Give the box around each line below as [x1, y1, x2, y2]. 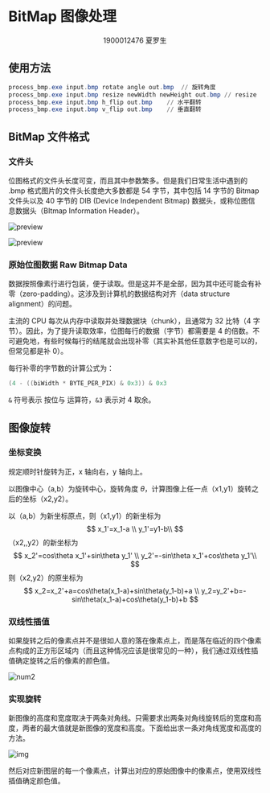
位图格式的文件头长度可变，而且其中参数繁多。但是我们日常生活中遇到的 [8, 175, 247, 185]
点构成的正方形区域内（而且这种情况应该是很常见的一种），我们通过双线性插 [8, 646, 259, 655]
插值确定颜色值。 [8, 776, 65, 786]
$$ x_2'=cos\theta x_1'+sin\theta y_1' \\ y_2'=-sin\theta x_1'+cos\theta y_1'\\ [13, 550, 257, 560]
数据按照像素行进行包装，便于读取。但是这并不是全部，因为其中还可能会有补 [8, 279, 262, 289]
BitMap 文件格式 [8, 129, 90, 143]
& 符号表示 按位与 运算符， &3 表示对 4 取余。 [8, 395, 156, 405]
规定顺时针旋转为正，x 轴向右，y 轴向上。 [8, 466, 147, 476]
